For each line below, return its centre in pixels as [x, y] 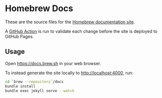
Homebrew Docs [39, 8]
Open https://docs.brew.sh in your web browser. [53, 63]
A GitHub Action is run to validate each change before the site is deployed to [81, 31]
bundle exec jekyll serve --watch [40, 91]
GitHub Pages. [19, 36]
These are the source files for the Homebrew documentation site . [70, 22]
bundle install [20, 86]
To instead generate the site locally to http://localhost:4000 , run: [69, 73]
